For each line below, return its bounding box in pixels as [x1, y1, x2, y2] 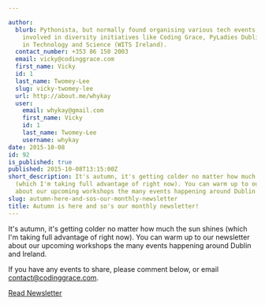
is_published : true [8, 158, 73, 166]
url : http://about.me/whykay [15, 92, 111, 100]
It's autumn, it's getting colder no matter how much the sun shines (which [8, 224, 248, 233]
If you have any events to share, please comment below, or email [8, 264, 219, 273]
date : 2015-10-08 [8, 143, 65, 151]
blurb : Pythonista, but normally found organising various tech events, [15, 25, 259, 34]
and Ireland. [8, 249, 47, 258]
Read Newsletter [8, 288, 62, 297]
